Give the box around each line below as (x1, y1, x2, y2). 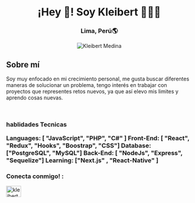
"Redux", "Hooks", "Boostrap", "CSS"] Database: (6, 141, 152, 150)
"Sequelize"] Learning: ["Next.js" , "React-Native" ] (6, 156, 158, 165)
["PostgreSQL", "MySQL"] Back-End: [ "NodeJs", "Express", (6, 149, 183, 157)
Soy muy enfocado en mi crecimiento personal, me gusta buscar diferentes (6, 75, 190, 82)
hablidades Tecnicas (6, 121, 67, 129)
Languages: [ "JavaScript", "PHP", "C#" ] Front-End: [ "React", (6, 134, 190, 142)
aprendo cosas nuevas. (6, 94, 63, 101)
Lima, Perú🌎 (80, 27, 118, 35)
